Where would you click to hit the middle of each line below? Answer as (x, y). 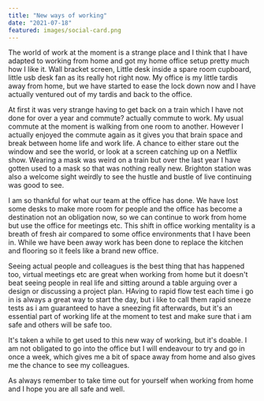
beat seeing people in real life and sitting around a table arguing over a (123, 283)
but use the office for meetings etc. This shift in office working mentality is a (132, 226)
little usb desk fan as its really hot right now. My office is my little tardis (123, 78)
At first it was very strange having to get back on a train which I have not (126, 110)
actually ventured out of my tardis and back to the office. (100, 95)
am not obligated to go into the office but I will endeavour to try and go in (127, 349)
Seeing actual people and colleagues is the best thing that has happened (126, 266)
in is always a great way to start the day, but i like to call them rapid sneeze (130, 300)
